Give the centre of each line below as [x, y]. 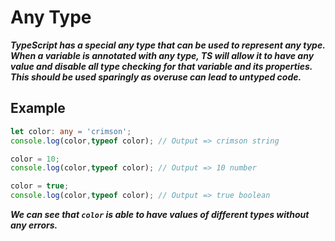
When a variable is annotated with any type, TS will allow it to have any [162, 55]
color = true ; [40, 186]
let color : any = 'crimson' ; [71, 131]
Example [38, 108]
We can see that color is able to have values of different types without [160, 214]
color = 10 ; [35, 159]
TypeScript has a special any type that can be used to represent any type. [168, 45]
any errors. [34, 225]
